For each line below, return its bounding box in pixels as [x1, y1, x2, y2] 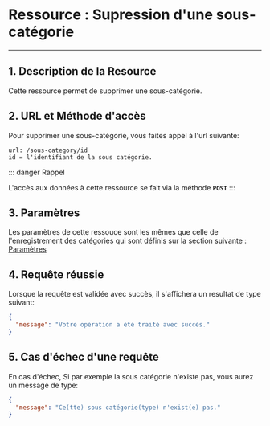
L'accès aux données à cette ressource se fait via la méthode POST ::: [8, 182, 235, 192]
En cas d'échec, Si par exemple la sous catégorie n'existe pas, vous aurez [8, 371, 254, 381]
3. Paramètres [8, 206, 80, 219]
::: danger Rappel [8, 167, 66, 177]
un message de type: [8, 380, 79, 390]
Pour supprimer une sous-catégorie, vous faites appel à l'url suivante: [8, 130, 239, 140]
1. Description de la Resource [8, 64, 157, 78]
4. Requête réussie [8, 268, 104, 281]
